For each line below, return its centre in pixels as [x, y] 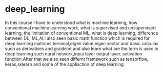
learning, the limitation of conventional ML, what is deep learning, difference [82, 33]
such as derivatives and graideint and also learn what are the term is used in [82, 48]
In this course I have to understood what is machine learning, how [71, 23]
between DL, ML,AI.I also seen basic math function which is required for [78, 38]
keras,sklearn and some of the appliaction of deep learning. [65, 64]
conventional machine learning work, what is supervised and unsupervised [81, 27]
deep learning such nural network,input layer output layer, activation [74, 54]
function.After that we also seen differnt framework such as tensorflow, [77, 59]
